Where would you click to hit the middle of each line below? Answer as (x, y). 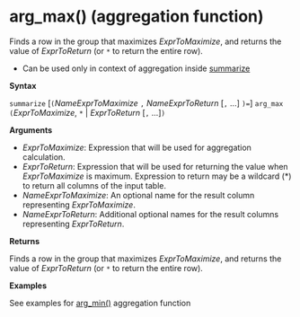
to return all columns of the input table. (94, 185)
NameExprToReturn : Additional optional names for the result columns (150, 214)
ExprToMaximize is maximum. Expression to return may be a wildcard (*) (157, 176)
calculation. (44, 157)
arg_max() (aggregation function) (137, 17)
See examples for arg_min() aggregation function (100, 303)
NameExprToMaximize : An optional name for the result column (138, 195)
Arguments (31, 130)
